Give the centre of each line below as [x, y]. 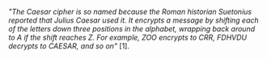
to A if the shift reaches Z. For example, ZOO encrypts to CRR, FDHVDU [128, 37]
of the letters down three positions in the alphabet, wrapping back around [132, 29]
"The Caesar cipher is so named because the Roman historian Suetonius [130, 12]
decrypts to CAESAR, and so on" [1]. [69, 46]
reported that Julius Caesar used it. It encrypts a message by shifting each [133, 20]
